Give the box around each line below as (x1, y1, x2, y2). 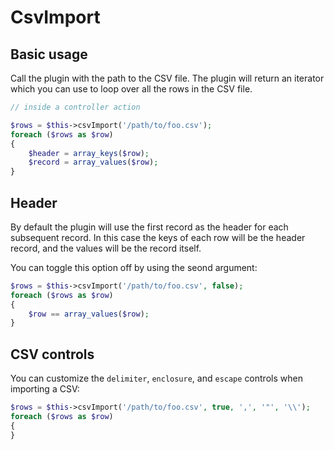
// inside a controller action (10, 102, 141, 112)
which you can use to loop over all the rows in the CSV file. (10, 83, 253, 95)
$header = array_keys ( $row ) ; (28, 148, 150, 158)
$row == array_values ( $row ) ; (28, 309, 150, 319)
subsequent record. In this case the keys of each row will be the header (10, 231, 306, 243)
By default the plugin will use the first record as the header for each (10, 221, 289, 233)
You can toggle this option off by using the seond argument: (10, 261, 258, 273)
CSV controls (10, 346, 95, 363)
